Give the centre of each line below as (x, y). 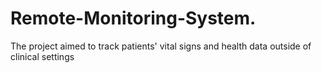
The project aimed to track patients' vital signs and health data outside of (161, 46)
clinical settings (42, 56)
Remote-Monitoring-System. (133, 18)
